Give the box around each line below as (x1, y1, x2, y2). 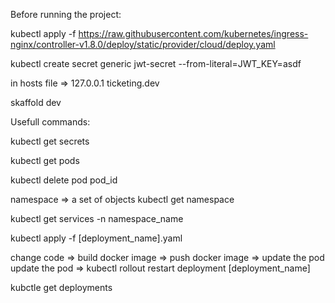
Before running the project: (10, 9, 122, 20)
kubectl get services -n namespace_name (10, 213, 184, 224)
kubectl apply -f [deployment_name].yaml (10, 232, 183, 244)
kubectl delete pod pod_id (10, 174, 118, 186)
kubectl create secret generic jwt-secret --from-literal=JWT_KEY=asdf (10, 58, 302, 69)
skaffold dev (10, 97, 62, 108)
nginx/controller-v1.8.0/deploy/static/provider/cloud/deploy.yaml (10, 39, 276, 50)
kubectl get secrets (10, 135, 90, 147)
